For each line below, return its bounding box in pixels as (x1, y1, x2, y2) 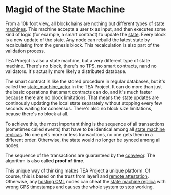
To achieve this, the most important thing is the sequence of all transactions (5, 120, 165, 127)
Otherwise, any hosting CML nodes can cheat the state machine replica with (5, 178, 166, 184)
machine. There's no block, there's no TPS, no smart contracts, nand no (5, 63, 157, 69)
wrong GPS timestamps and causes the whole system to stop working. (5, 184, 154, 190)
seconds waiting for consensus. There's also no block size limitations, (5, 105, 153, 111)
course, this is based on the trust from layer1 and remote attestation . (5, 173, 149, 179)
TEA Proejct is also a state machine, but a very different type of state (5, 57, 150, 63)
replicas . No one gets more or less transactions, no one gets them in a (5, 131, 153, 137)
